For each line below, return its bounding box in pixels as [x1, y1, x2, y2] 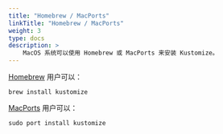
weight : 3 [8, 26, 42, 35]
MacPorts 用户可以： [8, 104, 78, 112]
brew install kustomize [8, 88, 89, 96]
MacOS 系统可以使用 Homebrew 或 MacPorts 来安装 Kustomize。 [23, 49, 219, 57]
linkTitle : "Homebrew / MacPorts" [8, 19, 125, 27]
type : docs [8, 34, 45, 43]
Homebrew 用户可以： [8, 72, 83, 81]
